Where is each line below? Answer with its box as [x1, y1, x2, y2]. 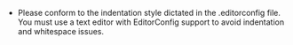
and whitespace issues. [17, 26, 105, 36]
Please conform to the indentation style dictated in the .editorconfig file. [17, 8, 281, 18]
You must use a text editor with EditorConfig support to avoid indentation [17, 17, 285, 27]
